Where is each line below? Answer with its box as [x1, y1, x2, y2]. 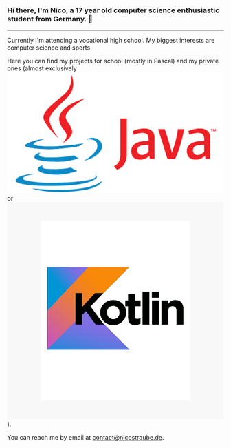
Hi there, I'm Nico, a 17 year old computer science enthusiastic [7, 6, 220, 15]
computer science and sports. [7, 43, 92, 52]
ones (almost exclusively [7, 64, 77, 72]
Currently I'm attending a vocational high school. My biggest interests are [7, 37, 215, 45]
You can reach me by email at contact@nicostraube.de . [7, 434, 164, 442]
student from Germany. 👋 [7, 14, 93, 23]
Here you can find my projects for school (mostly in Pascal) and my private [7, 57, 219, 65]
